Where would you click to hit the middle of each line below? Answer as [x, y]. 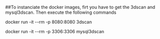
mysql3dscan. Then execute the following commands [61, 12]
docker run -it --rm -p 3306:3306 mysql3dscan [55, 31]
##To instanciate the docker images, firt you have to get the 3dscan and [80, 7]
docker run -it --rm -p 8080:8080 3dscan [49, 22]
